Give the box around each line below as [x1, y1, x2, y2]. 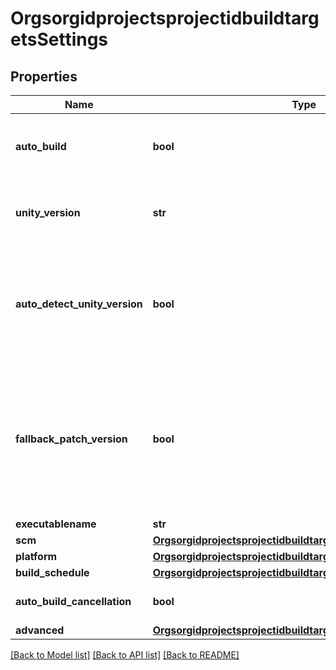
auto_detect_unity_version [15, 297, 143, 311]
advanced [15, 623, 65, 637]
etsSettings [10, 28, 109, 51]
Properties [10, 68, 78, 85]
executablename [15, 517, 97, 531]
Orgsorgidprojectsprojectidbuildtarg [10, 7, 320, 30]
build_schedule [15, 566, 90, 579]
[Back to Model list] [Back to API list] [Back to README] [10, 649, 240, 661]
